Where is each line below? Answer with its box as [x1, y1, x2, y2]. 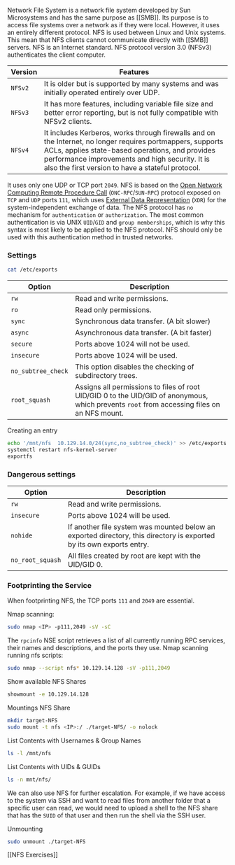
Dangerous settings [7, 469, 76, 479]
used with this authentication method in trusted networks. [7, 233, 173, 241]
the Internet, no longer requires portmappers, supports [44, 136, 224, 146]
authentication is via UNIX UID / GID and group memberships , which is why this [7, 218, 225, 226]
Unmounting [7, 824, 43, 833]
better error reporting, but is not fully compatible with [44, 108, 219, 118]
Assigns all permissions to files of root [74, 382, 201, 392]
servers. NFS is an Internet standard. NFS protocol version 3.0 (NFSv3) [7, 43, 212, 51]
